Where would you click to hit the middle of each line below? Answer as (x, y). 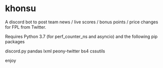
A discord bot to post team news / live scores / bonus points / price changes (81, 22)
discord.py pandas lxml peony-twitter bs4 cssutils (55, 51)
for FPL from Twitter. (26, 27)
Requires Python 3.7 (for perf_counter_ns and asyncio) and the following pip (81, 36)
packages (15, 41)
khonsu (21, 8)
